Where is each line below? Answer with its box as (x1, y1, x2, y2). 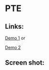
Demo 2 (5, 45, 21, 50)
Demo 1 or (5, 35, 26, 41)
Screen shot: (5, 59, 45, 67)
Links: (5, 22, 24, 31)
